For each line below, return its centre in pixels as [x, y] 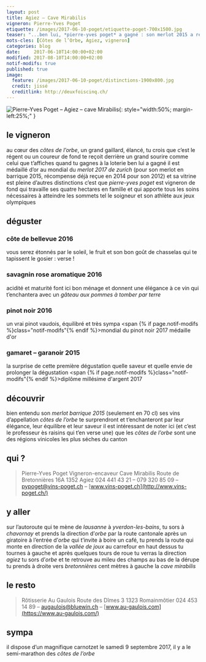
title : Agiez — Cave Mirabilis [46, 18]
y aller [18, 512]
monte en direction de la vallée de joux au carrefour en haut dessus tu [95, 546]
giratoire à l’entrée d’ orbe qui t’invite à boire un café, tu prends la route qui [100, 540]
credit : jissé [30, 87]
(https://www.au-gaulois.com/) [60, 613]
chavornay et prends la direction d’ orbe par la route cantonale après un [97, 533]
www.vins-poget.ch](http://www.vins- [139, 486]
